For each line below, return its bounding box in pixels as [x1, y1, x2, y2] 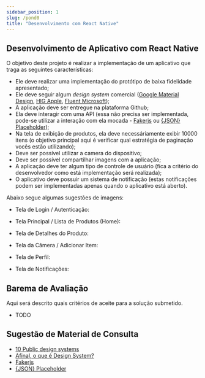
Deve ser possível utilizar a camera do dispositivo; [15, 150, 142, 157]
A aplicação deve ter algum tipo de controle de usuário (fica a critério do [15, 163, 199, 170]
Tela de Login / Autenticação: [15, 206, 90, 214]
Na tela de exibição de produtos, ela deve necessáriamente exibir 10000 [15, 130, 198, 137]
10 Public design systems [15, 345, 80, 353]
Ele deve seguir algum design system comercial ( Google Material [15, 91, 179, 98]
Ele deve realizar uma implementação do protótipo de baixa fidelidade [15, 78, 192, 85]
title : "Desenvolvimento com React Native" [6, 20, 119, 26]
